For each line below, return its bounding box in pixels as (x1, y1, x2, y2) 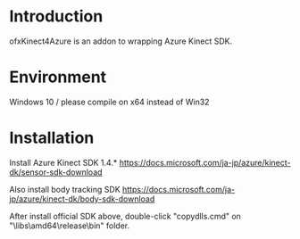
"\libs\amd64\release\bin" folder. (9, 220, 130, 231)
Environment (9, 67, 107, 87)
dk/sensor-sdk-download (9, 167, 103, 177)
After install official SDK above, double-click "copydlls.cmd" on (9, 210, 241, 221)
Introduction (9, 6, 104, 27)
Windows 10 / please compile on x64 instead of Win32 (9, 96, 210, 107)
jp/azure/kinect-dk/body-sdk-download (9, 194, 155, 204)
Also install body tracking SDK (9, 184, 121, 194)
